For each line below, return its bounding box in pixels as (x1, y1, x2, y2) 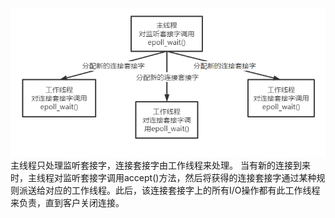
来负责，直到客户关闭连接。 (10, 196, 125, 208)
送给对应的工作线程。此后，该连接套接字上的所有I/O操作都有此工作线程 (27, 184, 321, 196)
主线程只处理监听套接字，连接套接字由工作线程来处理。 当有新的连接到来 (10, 159, 311, 171)
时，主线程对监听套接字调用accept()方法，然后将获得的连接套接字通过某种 (10, 171, 317, 183)
